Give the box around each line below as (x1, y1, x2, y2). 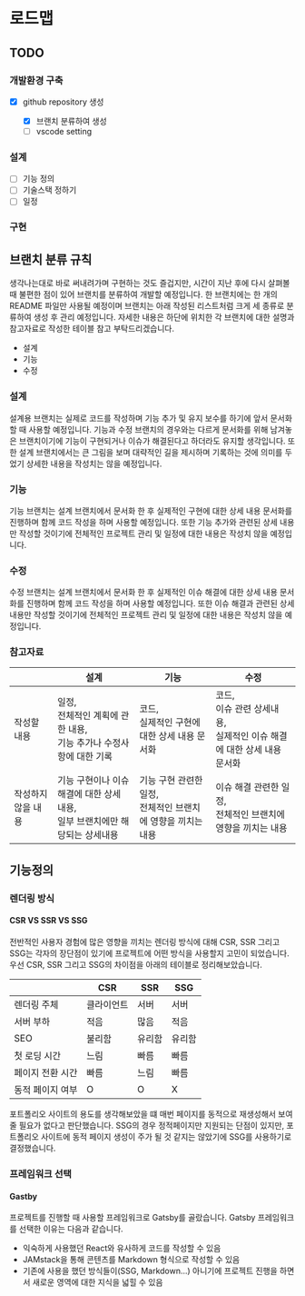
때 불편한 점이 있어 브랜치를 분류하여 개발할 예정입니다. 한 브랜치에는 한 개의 (9, 289, 279, 300)
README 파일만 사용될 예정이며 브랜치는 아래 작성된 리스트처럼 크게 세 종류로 (9, 301, 285, 312)
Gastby (9, 1191, 38, 1201)
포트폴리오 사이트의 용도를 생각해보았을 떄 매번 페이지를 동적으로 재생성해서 (9, 1108, 277, 1119)
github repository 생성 (22, 96, 104, 107)
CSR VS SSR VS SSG (9, 915, 88, 926)
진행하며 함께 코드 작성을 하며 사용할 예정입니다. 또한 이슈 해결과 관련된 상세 (25, 598, 295, 609)
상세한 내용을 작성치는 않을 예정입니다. (25, 458, 162, 469)
